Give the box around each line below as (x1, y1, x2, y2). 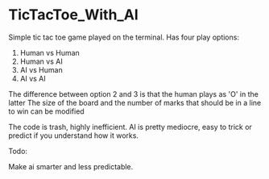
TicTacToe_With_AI (8, 6, 139, 24)
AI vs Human (19, 65, 63, 74)
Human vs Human (19, 48, 81, 57)
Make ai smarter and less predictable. (8, 161, 134, 171)
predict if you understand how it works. (8, 131, 139, 140)
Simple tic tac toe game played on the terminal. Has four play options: (8, 32, 240, 42)
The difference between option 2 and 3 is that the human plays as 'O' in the (8, 89, 259, 98)
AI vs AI (19, 73, 46, 83)
